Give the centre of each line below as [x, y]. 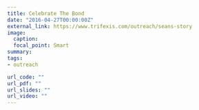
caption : [26, 39]
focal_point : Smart [41, 45]
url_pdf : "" [24, 83]
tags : [15, 58]
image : [17, 33]
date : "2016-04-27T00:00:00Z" [51, 20]
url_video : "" [28, 96]
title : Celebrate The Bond [46, 13]
